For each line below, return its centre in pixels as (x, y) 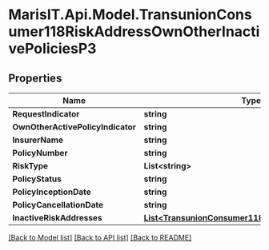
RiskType (30, 166)
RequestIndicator (46, 114)
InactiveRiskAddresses (57, 218)
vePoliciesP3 (52, 49)
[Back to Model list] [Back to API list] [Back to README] (100, 238)
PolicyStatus (37, 179)
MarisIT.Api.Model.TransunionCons (130, 15)
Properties (35, 78)
